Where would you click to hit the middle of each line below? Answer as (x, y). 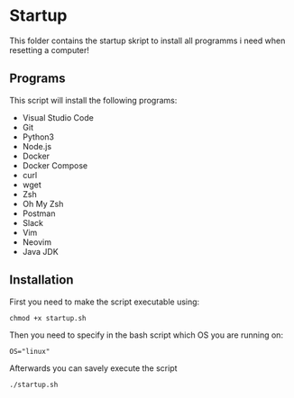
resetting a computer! (50, 50)
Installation (41, 280)
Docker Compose (55, 165)
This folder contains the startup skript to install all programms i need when (147, 41)
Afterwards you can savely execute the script (93, 368)
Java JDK (40, 251)
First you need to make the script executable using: (105, 302)
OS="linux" (30, 351)
